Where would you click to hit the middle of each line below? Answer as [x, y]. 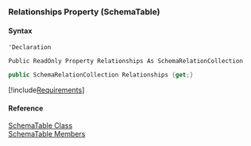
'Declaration [30, 47]
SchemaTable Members [47, 134]
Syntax [20, 31]
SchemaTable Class [41, 125]
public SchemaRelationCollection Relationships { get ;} [101, 75]
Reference [26, 108]
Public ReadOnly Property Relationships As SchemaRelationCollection [126, 62]
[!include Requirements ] [46, 90]
